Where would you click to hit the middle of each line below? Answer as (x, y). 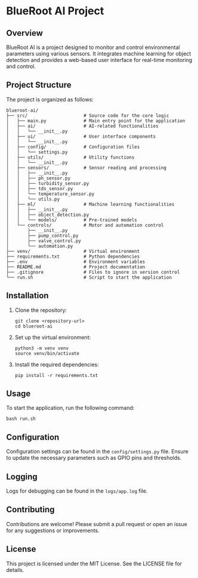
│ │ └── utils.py (33, 199)
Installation (27, 296)
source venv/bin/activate (47, 353)
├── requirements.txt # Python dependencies (73, 256)
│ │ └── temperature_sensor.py (50, 194)
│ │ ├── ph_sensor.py (38, 178)
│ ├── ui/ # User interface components (81, 136)
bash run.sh (21, 419)
